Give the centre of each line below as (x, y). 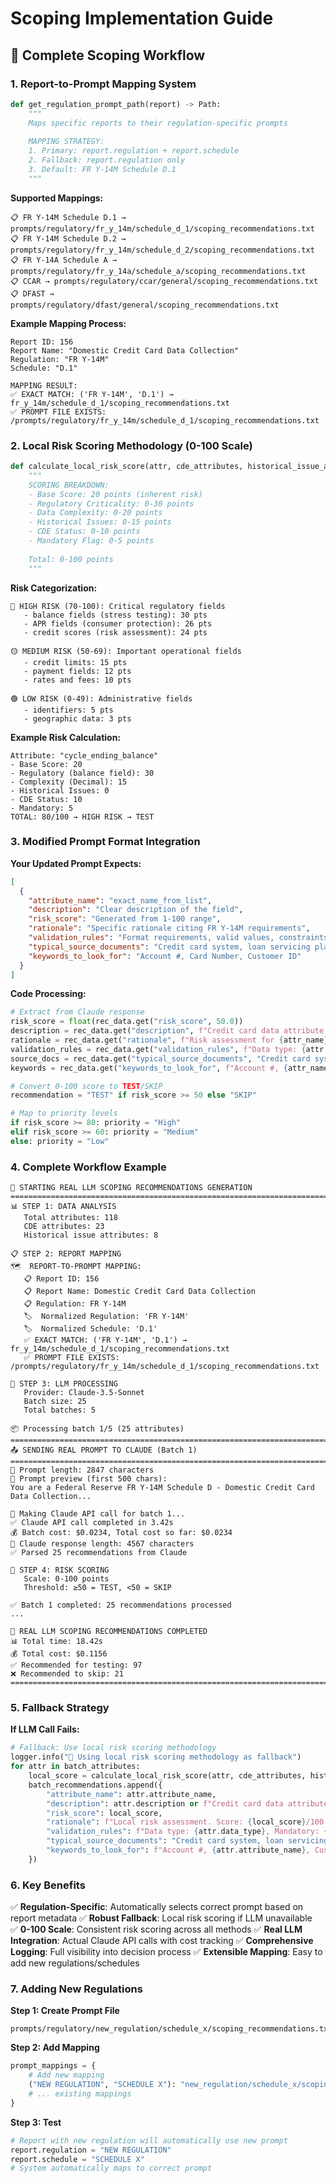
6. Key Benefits (48, 1885)
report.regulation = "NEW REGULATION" (91, 2150)
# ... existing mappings (80, 2094)
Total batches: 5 (60, 1410)
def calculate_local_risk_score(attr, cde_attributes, (127, 467)
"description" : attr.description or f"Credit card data (165, 1803)
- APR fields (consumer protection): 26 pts (118, 623)
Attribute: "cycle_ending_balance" (84, 755)
